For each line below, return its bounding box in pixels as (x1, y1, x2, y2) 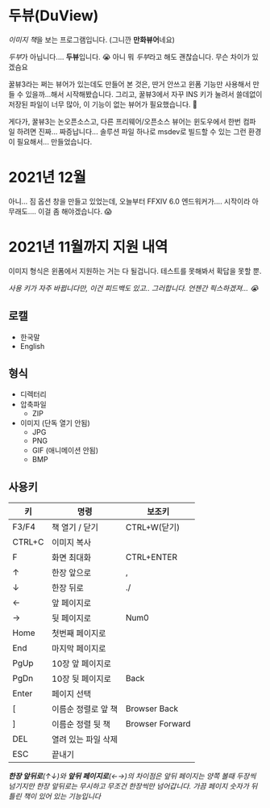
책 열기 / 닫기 (52, 522, 99, 533)
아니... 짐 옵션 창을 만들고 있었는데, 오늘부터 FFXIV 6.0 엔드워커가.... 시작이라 (8, 196, 251, 206)
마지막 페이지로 (52, 643, 106, 654)
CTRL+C (12, 537, 44, 548)
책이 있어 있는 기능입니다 (23, 792, 102, 802)
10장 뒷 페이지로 (52, 673, 111, 684)
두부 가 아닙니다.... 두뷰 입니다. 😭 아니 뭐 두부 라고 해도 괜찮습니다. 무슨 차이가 (8, 52, 251, 61)
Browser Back (125, 703, 179, 714)
